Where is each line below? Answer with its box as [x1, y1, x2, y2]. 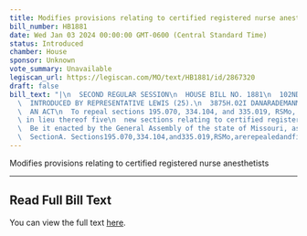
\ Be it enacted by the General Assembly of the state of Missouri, [17, 124, 288, 134]
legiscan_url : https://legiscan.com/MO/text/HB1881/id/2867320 [9, 73, 256, 82]
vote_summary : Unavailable [9, 65, 112, 74]
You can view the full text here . [9, 217, 126, 228]
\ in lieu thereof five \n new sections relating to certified [17, 115, 263, 124]
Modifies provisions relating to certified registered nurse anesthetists [9, 157, 270, 168]
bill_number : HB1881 [9, 22, 89, 31]
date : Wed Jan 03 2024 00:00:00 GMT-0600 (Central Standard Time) [9, 30, 268, 39]
